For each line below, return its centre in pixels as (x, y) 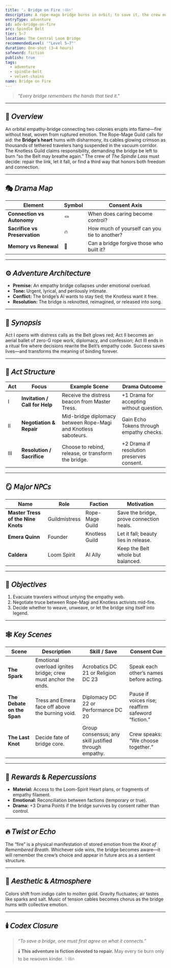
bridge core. (50, 744)
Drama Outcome (142, 386)
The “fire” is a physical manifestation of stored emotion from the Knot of (81, 844)
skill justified (97, 741)
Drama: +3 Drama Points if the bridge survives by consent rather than (86, 806)
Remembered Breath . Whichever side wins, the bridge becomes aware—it (83, 849)
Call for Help (37, 405)
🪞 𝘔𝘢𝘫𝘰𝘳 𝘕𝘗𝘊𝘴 (28, 487)
